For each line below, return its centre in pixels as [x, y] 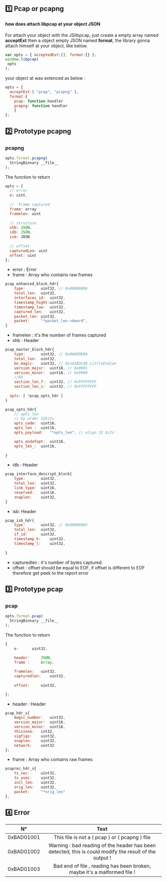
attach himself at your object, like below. [46, 46]
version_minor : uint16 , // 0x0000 [51, 373]
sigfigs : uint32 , [35, 736]
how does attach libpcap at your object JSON [53, 24]
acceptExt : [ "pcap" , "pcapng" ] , [44, 92]
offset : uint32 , [35, 685]
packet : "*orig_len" [40, 792]
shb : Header [26, 340]
